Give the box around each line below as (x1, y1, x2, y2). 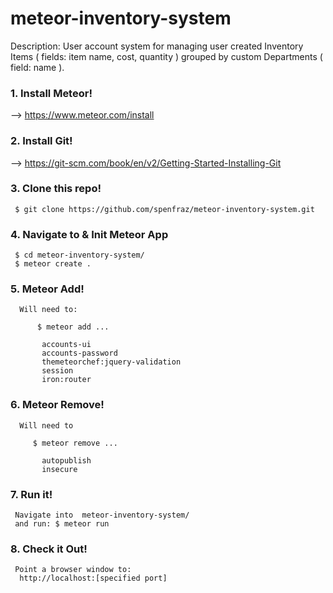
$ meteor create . (14, 259, 92, 269)
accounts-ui (41, 340, 92, 350)
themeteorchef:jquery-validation (41, 357, 182, 367)
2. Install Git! (10, 134, 73, 148)
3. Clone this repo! (10, 182, 102, 196)
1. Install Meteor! (10, 86, 93, 100)
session (41, 366, 74, 376)
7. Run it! (10, 487, 53, 501)
